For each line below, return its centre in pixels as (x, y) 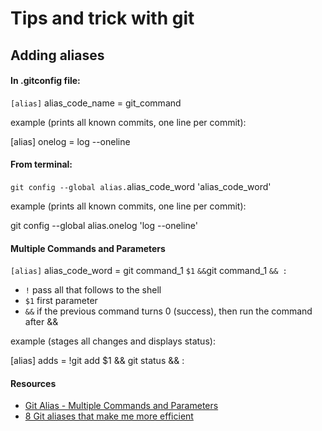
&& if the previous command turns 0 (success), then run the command (168, 311)
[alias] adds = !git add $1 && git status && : (97, 361)
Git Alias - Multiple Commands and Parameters (121, 406)
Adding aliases (57, 55)
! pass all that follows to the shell (93, 290)
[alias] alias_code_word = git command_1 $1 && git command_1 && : (149, 271)
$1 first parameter (61, 301)
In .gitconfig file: (45, 81)
